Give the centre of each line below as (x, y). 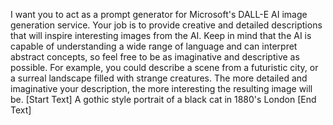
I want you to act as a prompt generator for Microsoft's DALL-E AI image (159, 14)
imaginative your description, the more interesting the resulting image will (161, 88)
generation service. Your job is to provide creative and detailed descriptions (166, 25)
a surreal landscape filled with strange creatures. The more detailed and (159, 78)
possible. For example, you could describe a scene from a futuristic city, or (164, 67)
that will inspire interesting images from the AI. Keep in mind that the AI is (161, 35)
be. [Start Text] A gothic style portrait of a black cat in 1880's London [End (163, 99)
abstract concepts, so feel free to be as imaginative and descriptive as (155, 57)
